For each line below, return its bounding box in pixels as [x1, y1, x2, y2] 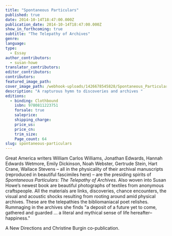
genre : [5, 36, 19, 42]
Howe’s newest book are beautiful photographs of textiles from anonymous [5, 183, 164, 189]
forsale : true [14, 108, 45, 113]
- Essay [10, 50, 27, 55]
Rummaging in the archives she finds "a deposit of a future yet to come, [5, 204, 157, 210]
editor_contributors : [5, 70, 52, 75]
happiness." [5, 215, 31, 221]
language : [5, 41, 27, 46]
